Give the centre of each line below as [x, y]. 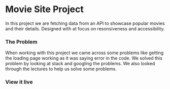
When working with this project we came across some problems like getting [84, 53]
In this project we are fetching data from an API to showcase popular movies [85, 23]
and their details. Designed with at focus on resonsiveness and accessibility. [85, 28]
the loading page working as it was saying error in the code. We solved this [84, 58]
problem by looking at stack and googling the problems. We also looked [80, 64]
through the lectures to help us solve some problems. [61, 69]
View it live [19, 82]
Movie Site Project [44, 9]
